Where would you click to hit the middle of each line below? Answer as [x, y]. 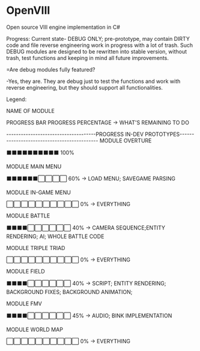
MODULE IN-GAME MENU [38, 192]
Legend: [17, 99]
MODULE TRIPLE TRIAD [36, 248]
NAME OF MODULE [31, 111]
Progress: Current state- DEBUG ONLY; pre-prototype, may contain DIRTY [98, 38]
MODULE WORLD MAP [35, 329]
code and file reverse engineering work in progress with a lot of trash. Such [100, 45]
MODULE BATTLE [28, 215]
